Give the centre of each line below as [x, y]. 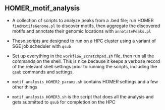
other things [24, 87]
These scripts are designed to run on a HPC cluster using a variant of [84, 41]
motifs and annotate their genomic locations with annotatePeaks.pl [81, 31]
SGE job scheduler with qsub [41, 46]
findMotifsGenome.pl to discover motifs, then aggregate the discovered [86, 26]
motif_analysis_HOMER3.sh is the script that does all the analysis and [83, 96]
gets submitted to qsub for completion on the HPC [64, 102]
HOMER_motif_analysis [42, 8]
